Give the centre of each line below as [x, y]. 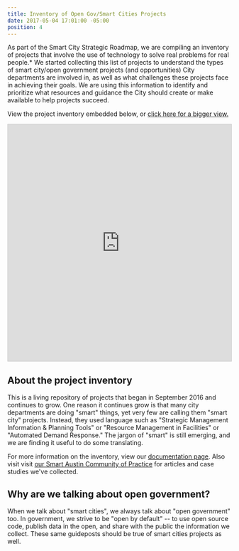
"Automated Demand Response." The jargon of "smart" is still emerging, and [119, 435]
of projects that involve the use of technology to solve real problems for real [118, 55]
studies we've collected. [43, 472]
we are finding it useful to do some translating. [75, 443]
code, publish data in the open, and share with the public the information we [119, 526]
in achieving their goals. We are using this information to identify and [107, 85]
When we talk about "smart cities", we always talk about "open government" [119, 511]
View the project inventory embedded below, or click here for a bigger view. [118, 114]
